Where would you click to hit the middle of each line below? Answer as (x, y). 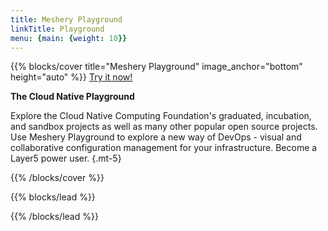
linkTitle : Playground (57, 29)
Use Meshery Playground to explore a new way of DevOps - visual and (156, 137)
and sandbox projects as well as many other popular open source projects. (164, 127)
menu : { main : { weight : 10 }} (69, 38)
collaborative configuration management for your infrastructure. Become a (164, 148)
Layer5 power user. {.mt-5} (66, 158)
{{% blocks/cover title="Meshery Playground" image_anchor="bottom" (156, 67)
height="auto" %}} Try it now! (71, 77)
